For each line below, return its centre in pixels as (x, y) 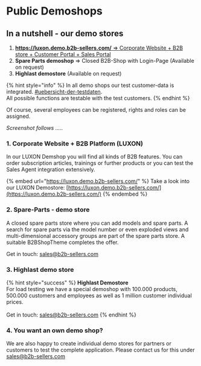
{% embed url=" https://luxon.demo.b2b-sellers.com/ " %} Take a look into (98, 181)
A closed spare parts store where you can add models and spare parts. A (97, 223)
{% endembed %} (125, 194)
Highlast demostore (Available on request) (68, 73)
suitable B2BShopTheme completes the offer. (62, 242)
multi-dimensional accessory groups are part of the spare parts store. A (96, 236)
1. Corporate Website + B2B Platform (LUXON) (75, 143)
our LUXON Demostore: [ (37, 188)
